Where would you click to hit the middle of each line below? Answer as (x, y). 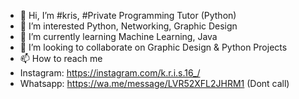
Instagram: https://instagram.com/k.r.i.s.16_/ (110, 73)
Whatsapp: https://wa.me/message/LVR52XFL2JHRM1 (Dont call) (154, 83)
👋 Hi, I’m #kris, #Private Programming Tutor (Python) (128, 15)
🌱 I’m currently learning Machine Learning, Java (118, 36)
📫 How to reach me (61, 58)
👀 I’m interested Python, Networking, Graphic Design (128, 26)
